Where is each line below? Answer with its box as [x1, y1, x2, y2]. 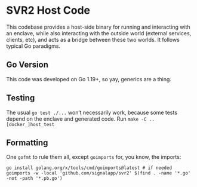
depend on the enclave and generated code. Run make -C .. [6, 115, 155, 122]
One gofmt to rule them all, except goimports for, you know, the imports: [6, 154, 181, 161]
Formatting [6, 137, 48, 148]
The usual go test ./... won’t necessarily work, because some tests [6, 109, 178, 116]
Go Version [6, 60, 49, 70]
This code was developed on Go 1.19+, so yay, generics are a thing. [6, 75, 172, 82]
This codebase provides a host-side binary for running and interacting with [6, 23, 190, 30]
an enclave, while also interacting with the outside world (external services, [6, 29, 192, 36]
